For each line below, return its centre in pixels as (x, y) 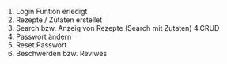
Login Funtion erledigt (51, 11)
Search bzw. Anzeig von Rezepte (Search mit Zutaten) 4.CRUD (117, 28)
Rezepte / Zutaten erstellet (59, 20)
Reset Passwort (41, 45)
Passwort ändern (44, 36)
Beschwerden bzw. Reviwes (61, 53)
